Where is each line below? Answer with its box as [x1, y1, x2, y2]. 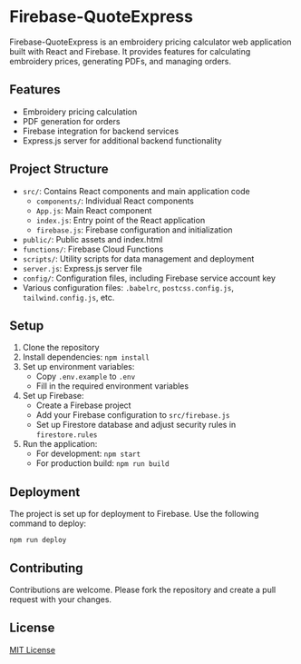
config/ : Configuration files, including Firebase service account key [22, 273, 277, 283]
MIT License [9, 644, 56, 655]
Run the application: [22, 439, 98, 450]
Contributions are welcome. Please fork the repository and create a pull [9, 584, 277, 595]
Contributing [9, 560, 83, 576]
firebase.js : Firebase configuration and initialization [35, 224, 233, 235]
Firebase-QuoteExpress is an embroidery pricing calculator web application [9, 36, 292, 47]
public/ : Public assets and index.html [22, 233, 163, 244]
